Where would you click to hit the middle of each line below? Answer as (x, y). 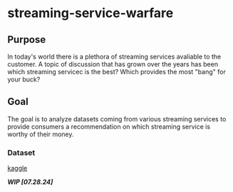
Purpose (27, 40)
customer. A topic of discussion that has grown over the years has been (113, 64)
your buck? (24, 79)
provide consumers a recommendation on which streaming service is (109, 126)
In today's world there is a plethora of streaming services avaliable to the (114, 56)
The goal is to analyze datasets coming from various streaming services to (117, 118)
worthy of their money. (41, 134)
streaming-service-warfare (90, 13)
